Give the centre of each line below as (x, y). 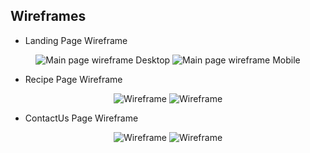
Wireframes (48, 16)
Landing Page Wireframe (76, 40)
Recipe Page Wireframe (73, 79)
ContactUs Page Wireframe (81, 118)
